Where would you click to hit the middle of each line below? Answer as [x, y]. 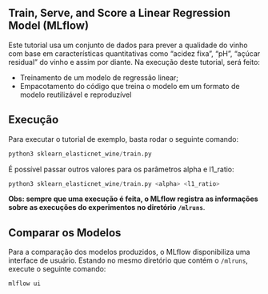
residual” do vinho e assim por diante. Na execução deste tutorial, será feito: [134, 62]
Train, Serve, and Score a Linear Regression [119, 13]
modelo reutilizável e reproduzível [76, 95]
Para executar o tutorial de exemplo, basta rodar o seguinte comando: [124, 139]
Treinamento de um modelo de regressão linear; [99, 77]
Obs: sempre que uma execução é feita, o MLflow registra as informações [133, 199]
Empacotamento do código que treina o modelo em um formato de [130, 86]
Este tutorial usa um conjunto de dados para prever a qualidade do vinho [128, 45]
